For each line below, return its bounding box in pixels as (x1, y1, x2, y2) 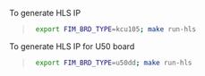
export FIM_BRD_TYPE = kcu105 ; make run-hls (35, 25, 197, 34)
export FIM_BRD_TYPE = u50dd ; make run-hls (35, 58, 192, 67)
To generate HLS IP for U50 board (9, 40, 135, 52)
